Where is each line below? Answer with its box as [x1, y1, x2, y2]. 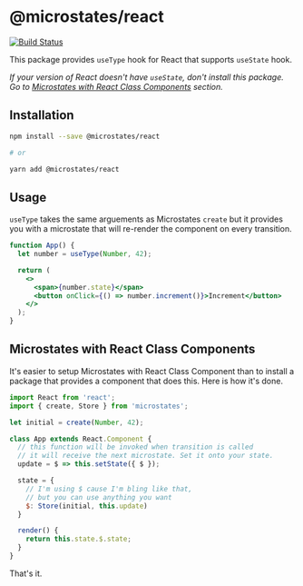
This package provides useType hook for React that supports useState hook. [9, 54, 293, 65]
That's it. [9, 568, 43, 579]
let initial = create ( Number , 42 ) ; [9, 418, 144, 427]
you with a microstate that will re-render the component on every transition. [9, 223, 292, 234]
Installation [9, 107, 74, 124]
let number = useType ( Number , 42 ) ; [17, 250, 152, 259]
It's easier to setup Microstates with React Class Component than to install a [9, 365, 295, 376]
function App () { [9, 241, 75, 251]
